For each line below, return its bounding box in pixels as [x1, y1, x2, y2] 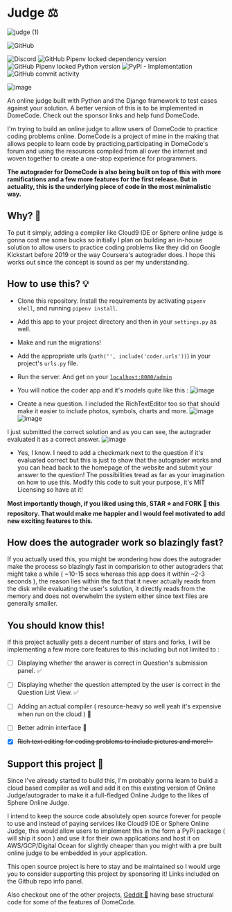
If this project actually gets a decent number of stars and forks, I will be [7, 638, 211, 647]
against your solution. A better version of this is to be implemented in [7, 103, 204, 112]
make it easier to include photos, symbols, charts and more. [17, 406, 188, 415]
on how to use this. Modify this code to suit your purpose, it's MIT [17, 478, 206, 486]
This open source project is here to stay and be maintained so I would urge [7, 863, 221, 871]
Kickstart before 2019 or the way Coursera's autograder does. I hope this [7, 250, 216, 258]
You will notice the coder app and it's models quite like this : [17, 385, 189, 394]
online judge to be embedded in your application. [7, 849, 148, 857]
